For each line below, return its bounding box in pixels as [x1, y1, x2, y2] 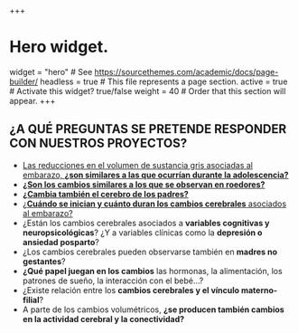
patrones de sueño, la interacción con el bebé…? [22, 275, 204, 286]
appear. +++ [9, 95, 56, 106]
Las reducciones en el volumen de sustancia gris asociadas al [22, 159, 253, 170]
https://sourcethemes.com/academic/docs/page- [94, 66, 279, 77]
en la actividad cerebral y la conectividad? [22, 313, 185, 324]
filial [22, 294, 40, 305]
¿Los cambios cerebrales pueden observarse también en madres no [22, 246, 278, 257]
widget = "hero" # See [9, 66, 93, 77]
